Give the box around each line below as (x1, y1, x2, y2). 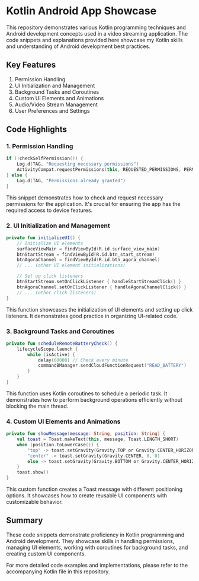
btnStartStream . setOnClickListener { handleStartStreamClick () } (17, 279, 182, 285)
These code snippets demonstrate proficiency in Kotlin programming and (6, 531, 185, 538)
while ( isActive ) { (27, 351, 76, 357)
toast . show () (17, 469, 49, 475)
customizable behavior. (6, 499, 63, 506)
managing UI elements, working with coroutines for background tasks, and (6, 544, 188, 551)
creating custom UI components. (6, 550, 86, 557)
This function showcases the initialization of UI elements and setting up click (6, 306, 193, 313)
